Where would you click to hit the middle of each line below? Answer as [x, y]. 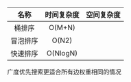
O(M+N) [62, 28]
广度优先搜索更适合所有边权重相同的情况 [64, 72]
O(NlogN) [62, 53]
